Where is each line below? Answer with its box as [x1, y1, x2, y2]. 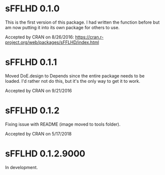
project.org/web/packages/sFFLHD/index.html [5, 39, 99, 45]
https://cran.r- [75, 34, 104, 40]
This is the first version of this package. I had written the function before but [5, 19, 160, 25]
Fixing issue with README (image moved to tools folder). [5, 121, 121, 127]
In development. [5, 164, 38, 170]
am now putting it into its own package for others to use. [5, 24, 120, 30]
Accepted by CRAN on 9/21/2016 [5, 87, 72, 94]
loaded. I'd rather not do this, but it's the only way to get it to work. [5, 78, 140, 84]
